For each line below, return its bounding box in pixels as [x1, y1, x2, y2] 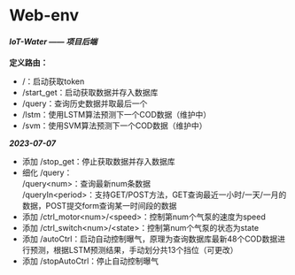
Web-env [9, 5, 80, 26]
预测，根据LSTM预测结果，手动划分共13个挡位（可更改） [29, 245, 238, 256]
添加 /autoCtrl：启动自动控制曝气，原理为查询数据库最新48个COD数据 [21, 233, 278, 244]
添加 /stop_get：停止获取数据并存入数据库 [21, 157, 175, 167]
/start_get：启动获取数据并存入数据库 [21, 88, 159, 98]
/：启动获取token [21, 76, 85, 87]
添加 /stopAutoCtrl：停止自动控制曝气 [21, 256, 159, 266]
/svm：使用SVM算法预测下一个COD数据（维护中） [21, 120, 207, 131]
